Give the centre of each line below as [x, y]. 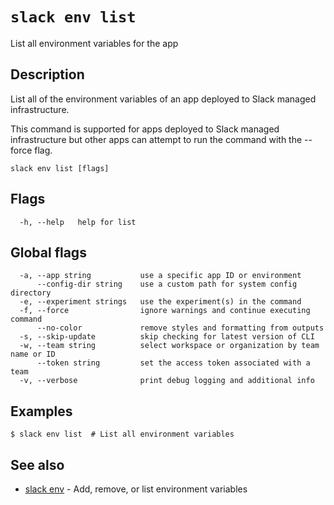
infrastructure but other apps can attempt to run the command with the [156, 139]
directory [31, 293]
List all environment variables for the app [94, 43]
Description [47, 74]
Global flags [48, 252]
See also [37, 464]
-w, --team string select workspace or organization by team [169, 346]
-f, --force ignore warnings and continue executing [165, 311]
